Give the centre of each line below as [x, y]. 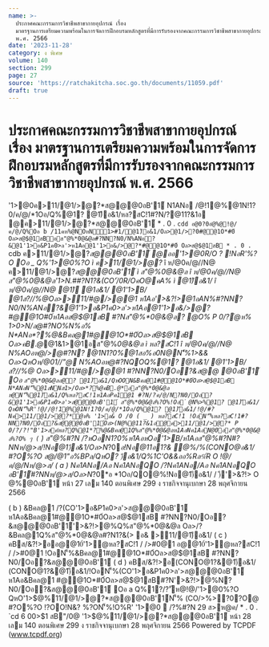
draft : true [28, 90]
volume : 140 [28, 61]
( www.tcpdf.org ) [35, 634]
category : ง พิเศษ [36, 53]
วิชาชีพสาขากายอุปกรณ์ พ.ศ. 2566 [101, 183]
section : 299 [30, 68]
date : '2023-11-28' [41, 46]
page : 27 [23, 75]
